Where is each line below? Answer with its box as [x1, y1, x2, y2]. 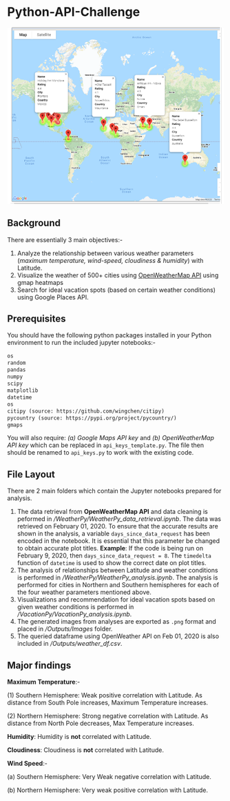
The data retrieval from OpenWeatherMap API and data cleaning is [17, 508, 208, 516]
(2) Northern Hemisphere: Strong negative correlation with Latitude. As [7, 712, 209, 720]
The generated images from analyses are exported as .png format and [17, 617, 217, 626]
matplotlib [7, 387, 39, 394]
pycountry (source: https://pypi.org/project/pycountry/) [7, 415, 177, 422]
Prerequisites [7, 313, 66, 324]
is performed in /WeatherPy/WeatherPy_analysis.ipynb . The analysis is [17, 573, 218, 582]
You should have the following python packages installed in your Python [7, 331, 212, 339]
